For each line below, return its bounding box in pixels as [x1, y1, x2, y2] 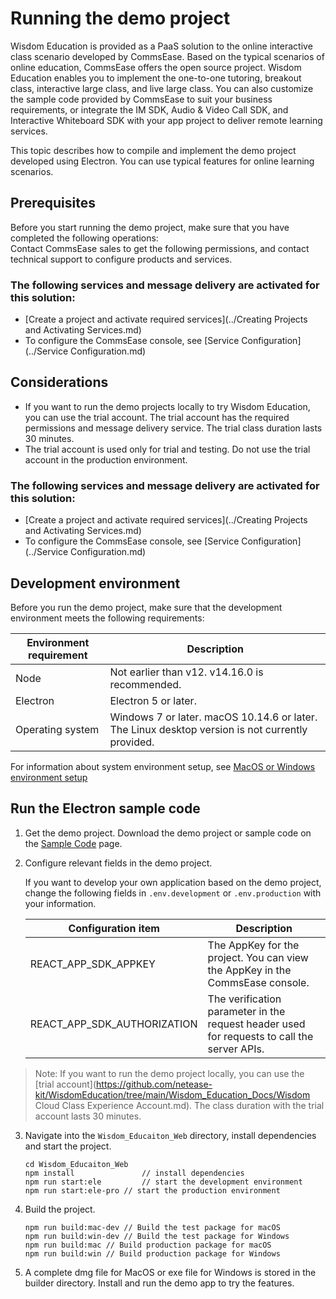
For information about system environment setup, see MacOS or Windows [10, 760, 316, 772]
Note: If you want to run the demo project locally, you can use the [34, 1067, 305, 1079]
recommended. [109, 677, 182, 691]
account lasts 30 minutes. [34, 1110, 142, 1122]
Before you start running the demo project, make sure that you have [10, 221, 290, 233]
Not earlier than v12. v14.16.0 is [109, 665, 264, 679]
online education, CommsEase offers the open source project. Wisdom [10, 61, 302, 73]
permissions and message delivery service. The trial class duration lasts [24, 422, 323, 434]
